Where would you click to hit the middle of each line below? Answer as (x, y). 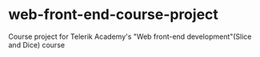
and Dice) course (37, 44)
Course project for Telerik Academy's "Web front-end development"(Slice (130, 36)
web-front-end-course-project (113, 15)
